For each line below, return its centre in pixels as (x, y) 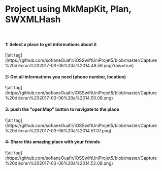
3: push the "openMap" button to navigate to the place (62, 109)
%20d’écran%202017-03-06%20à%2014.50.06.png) (59, 98)
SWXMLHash (33, 19)
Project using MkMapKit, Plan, (68, 9)
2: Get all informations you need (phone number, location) (66, 76)
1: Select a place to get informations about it (51, 44)
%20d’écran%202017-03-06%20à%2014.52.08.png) (59, 163)
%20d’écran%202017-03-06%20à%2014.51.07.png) (58, 130)
